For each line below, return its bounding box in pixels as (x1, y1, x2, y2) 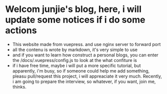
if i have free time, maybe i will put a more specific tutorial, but (12, 62, 141, 68)
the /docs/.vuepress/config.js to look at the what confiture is (12, 57, 137, 63)
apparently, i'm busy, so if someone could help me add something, (12, 67, 150, 73)
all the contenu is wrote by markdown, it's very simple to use (12, 46, 138, 52)
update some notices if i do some (5, 14, 146, 25)
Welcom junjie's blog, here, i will (5, 3, 141, 15)
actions (5, 25, 37, 36)
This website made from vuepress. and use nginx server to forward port (12, 41, 161, 47)
